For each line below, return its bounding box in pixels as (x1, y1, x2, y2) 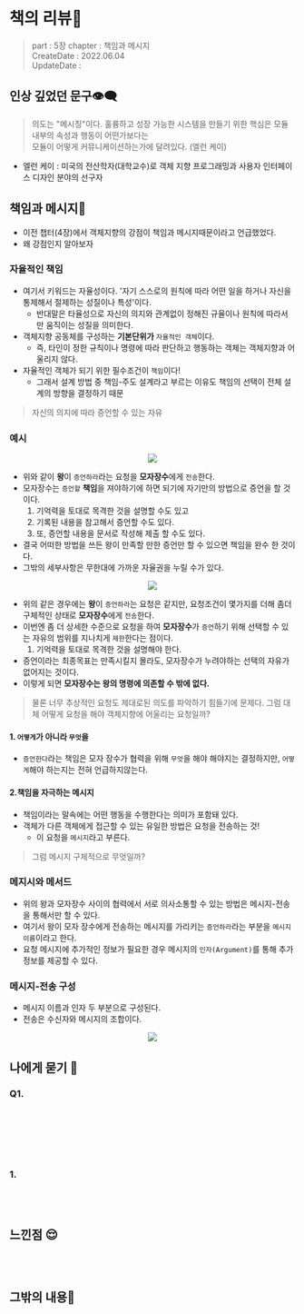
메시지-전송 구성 (9, 980, 76, 992)
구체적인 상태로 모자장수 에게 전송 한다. (22, 610, 154, 621)
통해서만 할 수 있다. (32, 910, 101, 921)
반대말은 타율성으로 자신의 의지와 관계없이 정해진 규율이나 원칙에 (35, 308, 265, 319)
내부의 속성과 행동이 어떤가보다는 (31, 129, 149, 141)
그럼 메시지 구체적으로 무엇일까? (31, 851, 146, 861)
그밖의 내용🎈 (9, 1289, 75, 1305)
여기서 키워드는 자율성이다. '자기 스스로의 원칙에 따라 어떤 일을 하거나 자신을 (22, 285, 292, 296)
